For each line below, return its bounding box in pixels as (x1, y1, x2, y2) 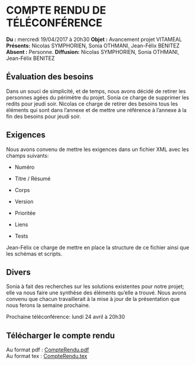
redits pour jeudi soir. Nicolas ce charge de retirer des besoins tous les (6, 100, 178, 107)
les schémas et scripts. (6, 250, 63, 257)
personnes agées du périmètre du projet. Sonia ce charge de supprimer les (6, 94, 189, 101)
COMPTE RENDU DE (6, 4, 106, 17)
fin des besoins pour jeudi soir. (6, 113, 82, 120)
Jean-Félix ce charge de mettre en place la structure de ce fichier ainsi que (6, 244, 190, 251)
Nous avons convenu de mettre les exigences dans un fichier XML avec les (6, 146, 189, 153)
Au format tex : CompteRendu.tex (6, 353, 87, 360)
